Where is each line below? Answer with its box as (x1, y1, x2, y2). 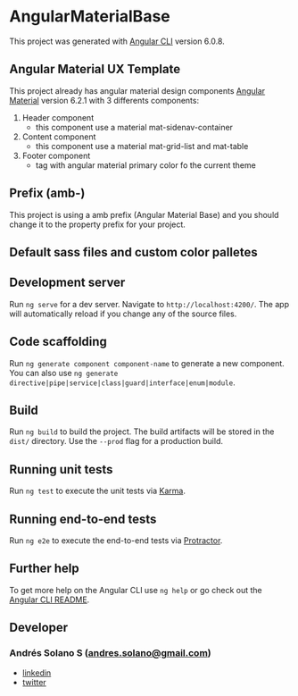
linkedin (21, 667, 52, 678)
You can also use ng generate (9, 367, 119, 378)
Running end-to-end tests (9, 511, 157, 526)
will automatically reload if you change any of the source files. (9, 308, 237, 319)
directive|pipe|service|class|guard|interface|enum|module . (9, 377, 236, 388)
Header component (21, 112, 95, 122)
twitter (21, 676, 46, 687)
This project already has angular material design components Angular (9, 85, 266, 96)
